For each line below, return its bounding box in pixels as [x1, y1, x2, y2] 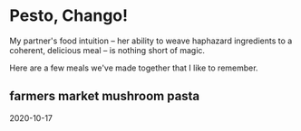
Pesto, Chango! [9, 5, 129, 26]
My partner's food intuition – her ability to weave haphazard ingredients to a [9, 35, 293, 46]
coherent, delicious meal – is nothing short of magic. [9, 44, 206, 55]
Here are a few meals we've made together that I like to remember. [9, 62, 258, 73]
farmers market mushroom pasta [9, 89, 200, 104]
